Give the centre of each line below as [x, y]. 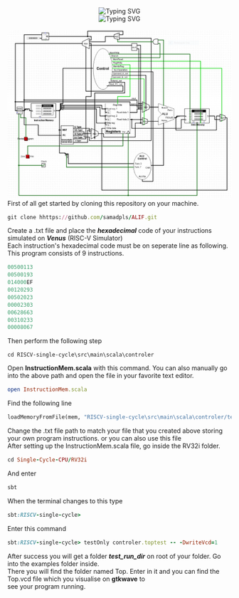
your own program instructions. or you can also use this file [94, 438]
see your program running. [47, 586]
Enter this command [37, 528]
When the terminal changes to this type [65, 500]
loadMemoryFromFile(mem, [44, 417]
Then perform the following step [55, 341]
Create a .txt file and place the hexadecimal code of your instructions [110, 231]
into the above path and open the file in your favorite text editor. [101, 376]
